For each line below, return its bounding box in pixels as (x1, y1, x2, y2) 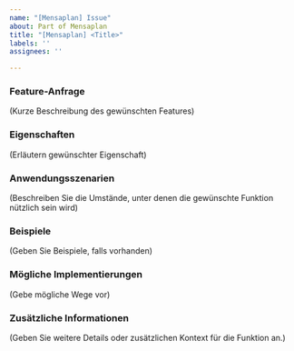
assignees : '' (9, 47, 64, 56)
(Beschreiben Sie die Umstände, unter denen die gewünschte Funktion (9, 193, 274, 204)
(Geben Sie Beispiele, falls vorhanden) (9, 246, 152, 256)
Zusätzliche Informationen (9, 311, 130, 324)
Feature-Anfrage (9, 85, 85, 98)
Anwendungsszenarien (9, 172, 115, 185)
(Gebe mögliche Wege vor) (9, 288, 111, 300)
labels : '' (9, 38, 51, 48)
